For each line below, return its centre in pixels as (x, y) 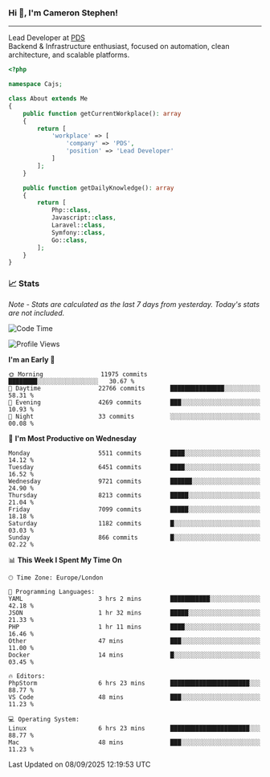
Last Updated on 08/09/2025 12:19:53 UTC (80, 764)
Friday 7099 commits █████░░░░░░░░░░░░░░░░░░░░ (135, 509)
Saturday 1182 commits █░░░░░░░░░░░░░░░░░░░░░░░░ (135, 523)
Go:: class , (70, 240)
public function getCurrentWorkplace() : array (102, 113)
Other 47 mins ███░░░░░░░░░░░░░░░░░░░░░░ (135, 641)
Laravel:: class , (78, 225)
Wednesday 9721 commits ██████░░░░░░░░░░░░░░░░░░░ (135, 481)
